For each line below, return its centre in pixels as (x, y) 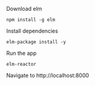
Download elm (24, 9)
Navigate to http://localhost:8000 (48, 75)
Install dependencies (32, 31)
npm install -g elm (31, 20)
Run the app (21, 53)
